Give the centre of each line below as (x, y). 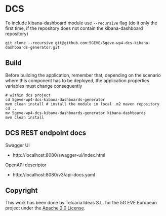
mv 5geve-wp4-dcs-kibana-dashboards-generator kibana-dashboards (75, 113)
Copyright (22, 190)
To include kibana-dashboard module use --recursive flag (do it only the (81, 23)
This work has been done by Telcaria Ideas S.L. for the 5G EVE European (81, 203)
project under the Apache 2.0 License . (45, 208)
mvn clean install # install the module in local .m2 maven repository (82, 104)
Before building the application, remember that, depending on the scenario (83, 75)
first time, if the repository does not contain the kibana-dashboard (74, 28)
